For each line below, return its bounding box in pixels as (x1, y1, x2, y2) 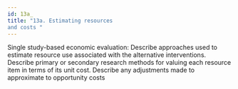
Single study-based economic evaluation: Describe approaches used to (7, 43, 217, 52)
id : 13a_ (7, 10, 33, 18)
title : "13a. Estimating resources (7, 17, 113, 24)
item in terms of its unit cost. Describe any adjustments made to (7, 66, 195, 75)
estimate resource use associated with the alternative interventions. (7, 51, 207, 59)
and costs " (7, 23, 43, 31)
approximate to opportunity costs (7, 73, 105, 82)
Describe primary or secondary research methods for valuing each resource (7, 58, 232, 67)
